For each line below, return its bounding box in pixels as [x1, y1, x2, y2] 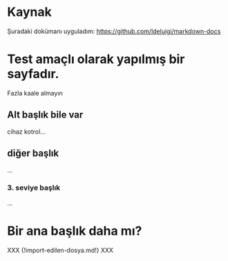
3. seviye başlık [7, 183, 61, 192]
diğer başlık [7, 147, 59, 159]
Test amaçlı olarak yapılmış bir [7, 51, 185, 67]
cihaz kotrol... [7, 127, 46, 136]
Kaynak [7, 4, 52, 20]
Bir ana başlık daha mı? [7, 223, 142, 239]
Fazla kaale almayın [7, 89, 64, 97]
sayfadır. [7, 66, 59, 82]
